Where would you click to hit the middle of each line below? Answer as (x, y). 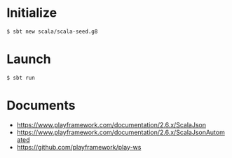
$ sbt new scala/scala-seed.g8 (52, 31)
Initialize (32, 13)
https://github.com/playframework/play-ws (79, 147)
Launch (29, 59)
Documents (41, 106)
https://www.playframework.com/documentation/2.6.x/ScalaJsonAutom (121, 132)
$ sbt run (21, 78)
